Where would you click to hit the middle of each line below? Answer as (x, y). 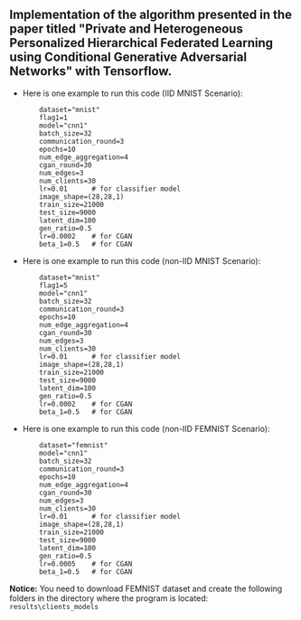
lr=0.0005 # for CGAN (86, 564)
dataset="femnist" (74, 445)
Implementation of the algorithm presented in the (150, 15)
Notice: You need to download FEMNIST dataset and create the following (146, 588)
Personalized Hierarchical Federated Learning (141, 43)
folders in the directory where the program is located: (109, 598)
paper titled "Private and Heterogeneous (127, 29)
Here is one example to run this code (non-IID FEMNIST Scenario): (146, 428)
